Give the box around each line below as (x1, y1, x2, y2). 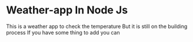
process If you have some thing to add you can (6, 29, 120, 36)
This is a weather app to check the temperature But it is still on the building (6, 23, 188, 30)
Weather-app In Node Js (6, 3, 128, 17)
